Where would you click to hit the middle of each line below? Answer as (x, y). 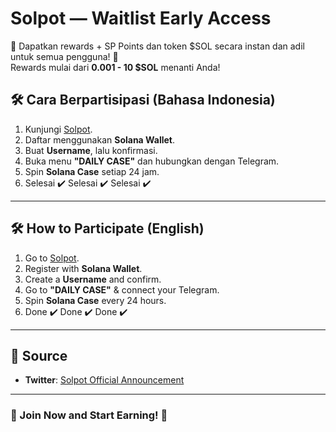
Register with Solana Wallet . (83, 268)
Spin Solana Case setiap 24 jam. (92, 171)
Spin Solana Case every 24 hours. (95, 300)
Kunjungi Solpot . (58, 129)
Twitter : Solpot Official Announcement (104, 380)
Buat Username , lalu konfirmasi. (91, 150)
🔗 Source (39, 355)
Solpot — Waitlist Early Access (141, 18)
